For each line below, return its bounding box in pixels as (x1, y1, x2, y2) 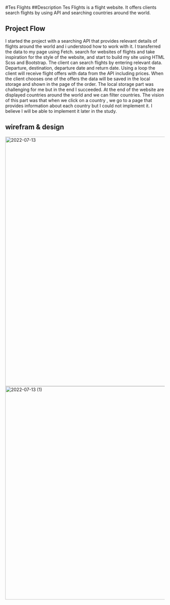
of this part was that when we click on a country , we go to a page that (5, 97, 152, 103)
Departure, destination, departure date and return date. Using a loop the (5, 65, 155, 71)
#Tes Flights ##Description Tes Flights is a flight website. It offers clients (5, 5, 157, 10)
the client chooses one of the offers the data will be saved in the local (5, 76, 150, 82)
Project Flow (5, 24, 46, 33)
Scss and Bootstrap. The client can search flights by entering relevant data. (5, 59, 162, 66)
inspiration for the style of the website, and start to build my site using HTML (5, 54, 165, 60)
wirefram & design (5, 123, 64, 132)
